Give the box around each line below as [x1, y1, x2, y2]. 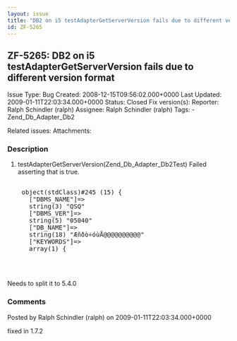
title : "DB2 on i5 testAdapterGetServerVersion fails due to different [7, 17, 222, 24]
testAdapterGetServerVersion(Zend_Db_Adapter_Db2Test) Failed [17, 160, 207, 169]
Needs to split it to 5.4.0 [7, 280, 77, 288]
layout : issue [7, 10, 49, 18]
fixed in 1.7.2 [7, 326, 44, 335]
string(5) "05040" [29, 217, 93, 225]
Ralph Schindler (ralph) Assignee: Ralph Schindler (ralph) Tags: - [7, 105, 195, 114]
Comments [7, 297, 46, 307]
